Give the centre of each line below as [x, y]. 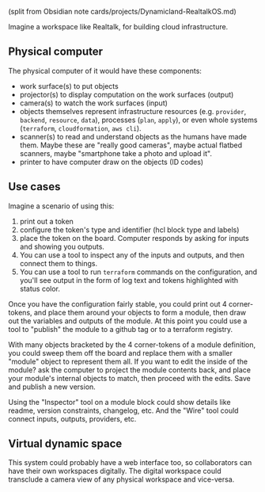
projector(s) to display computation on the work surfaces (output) [127, 94]
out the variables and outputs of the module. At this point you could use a [128, 321]
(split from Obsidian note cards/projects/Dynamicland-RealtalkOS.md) [123, 11]
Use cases [34, 187]
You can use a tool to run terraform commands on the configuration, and [138, 272]
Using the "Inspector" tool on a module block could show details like [119, 402]
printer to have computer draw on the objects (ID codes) [112, 162]
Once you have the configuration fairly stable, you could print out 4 [117, 303]
